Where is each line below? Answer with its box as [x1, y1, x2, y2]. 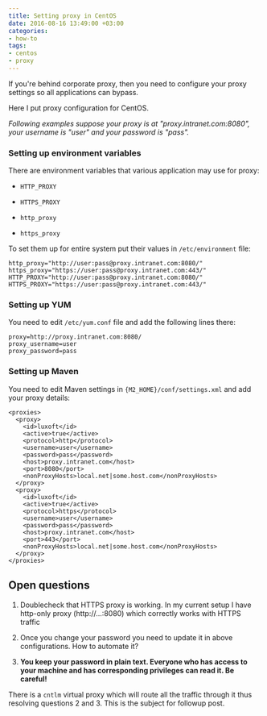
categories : [8, 27, 48, 35]
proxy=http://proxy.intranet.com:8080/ [8, 333, 142, 341]
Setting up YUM [8, 299, 72, 310]
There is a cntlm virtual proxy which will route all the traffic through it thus [8, 689, 253, 699]
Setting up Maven [8, 366, 79, 377]
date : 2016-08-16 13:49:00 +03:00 [8, 19, 125, 27]
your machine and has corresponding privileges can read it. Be [19, 665, 235, 675]
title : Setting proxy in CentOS [8, 11, 117, 20]
